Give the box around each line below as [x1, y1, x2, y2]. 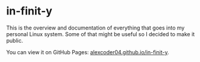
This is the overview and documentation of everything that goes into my [6, 24, 185, 31]
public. [6, 37, 23, 44]
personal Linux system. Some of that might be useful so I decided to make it [6, 30, 195, 37]
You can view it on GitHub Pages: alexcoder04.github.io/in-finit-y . [6, 48, 170, 55]
